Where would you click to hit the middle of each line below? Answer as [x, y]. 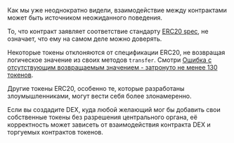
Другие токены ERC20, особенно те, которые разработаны [96, 88]
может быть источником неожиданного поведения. [85, 18]
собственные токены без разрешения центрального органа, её [103, 117]
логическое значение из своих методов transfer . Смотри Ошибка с [110, 60]
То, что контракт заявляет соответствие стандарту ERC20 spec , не [108, 31]
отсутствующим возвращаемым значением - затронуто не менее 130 [112, 67]
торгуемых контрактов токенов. [56, 132]
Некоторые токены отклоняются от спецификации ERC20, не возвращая [116, 52]
